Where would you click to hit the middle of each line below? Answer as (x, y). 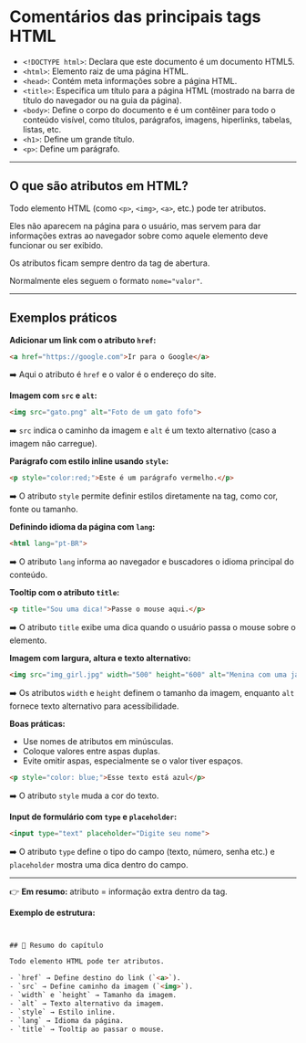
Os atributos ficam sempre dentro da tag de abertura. (110, 263)
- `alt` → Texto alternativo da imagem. (87, 1003)
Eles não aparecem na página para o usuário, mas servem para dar (135, 226)
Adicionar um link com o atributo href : (83, 340)
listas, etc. (42, 129)
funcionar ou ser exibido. (56, 245)
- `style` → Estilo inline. (63, 1012)
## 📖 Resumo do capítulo (56, 945)
